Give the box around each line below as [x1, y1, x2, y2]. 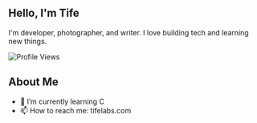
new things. [8, 36, 47, 46]
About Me [8, 76, 59, 89]
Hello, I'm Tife [8, 6, 80, 20]
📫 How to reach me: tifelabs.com [19, 105, 132, 115]
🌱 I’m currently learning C [19, 96, 105, 106]
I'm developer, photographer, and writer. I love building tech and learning [8, 27, 249, 37]
